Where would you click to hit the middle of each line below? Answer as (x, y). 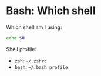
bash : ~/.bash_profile (41, 67)
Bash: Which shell (51, 11)
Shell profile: (21, 49)
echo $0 (16, 38)
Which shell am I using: (34, 27)
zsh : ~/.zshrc (31, 61)
